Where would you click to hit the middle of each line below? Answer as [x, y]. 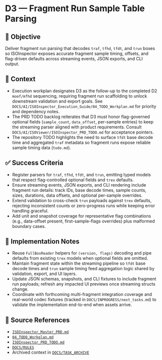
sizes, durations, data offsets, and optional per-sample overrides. [77, 195]
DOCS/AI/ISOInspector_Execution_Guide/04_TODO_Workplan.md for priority [84, 106]
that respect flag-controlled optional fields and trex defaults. [73, 180]
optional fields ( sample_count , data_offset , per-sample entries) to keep [83, 121]
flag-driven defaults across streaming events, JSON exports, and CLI [74, 59]
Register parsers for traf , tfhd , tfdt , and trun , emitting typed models [81, 174]
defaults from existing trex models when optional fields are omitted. [80, 258]
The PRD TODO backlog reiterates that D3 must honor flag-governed [81, 117]
